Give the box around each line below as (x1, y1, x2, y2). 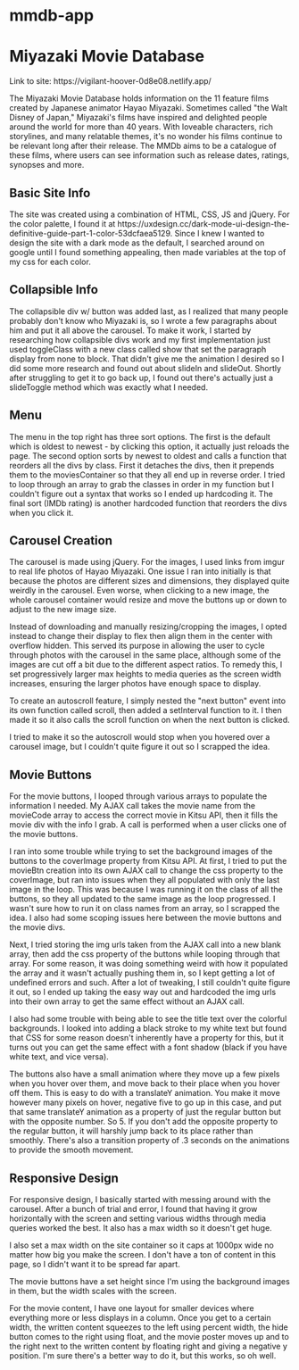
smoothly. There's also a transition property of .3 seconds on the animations (9, 1135, 290, 1146)
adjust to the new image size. (9, 604, 118, 615)
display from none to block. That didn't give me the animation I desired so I (9, 353, 285, 364)
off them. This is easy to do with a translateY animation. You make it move (9, 1088, 281, 1099)
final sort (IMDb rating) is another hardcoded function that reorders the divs (9, 497, 287, 509)
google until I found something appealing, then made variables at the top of (9, 246, 287, 257)
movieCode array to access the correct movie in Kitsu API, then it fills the (9, 810, 278, 821)
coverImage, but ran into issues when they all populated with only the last (9, 875, 280, 885)
